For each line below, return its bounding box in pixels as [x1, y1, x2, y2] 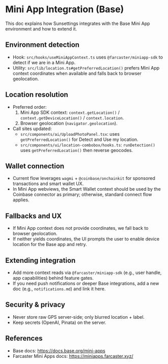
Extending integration [5, 256, 76, 265]
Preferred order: [12, 104, 47, 110]
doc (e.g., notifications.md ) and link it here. [12, 286, 106, 292]
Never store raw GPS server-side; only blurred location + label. [12, 314, 145, 320]
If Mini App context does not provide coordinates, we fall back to [12, 225, 149, 231]
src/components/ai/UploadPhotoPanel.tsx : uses [20, 131, 120, 137]
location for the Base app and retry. [12, 241, 88, 248]
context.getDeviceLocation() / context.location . [20, 114, 124, 120]
